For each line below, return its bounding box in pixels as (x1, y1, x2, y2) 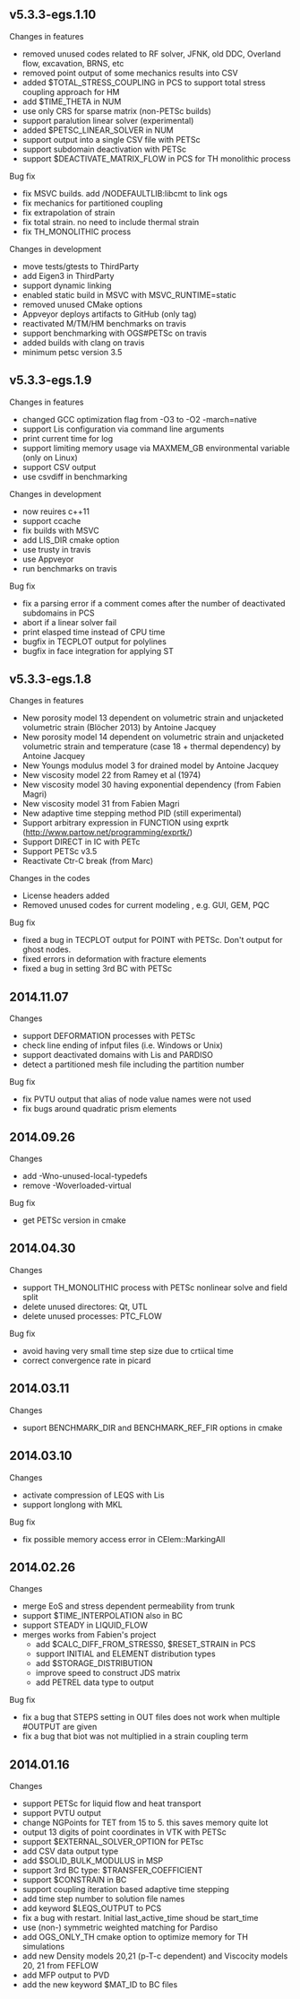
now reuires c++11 (21, 506, 90, 517)
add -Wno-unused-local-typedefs (21, 1171, 148, 1182)
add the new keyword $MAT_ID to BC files (21, 1979, 178, 1990)
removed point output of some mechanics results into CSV (21, 67, 239, 78)
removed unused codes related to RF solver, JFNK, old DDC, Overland (21, 48, 281, 59)
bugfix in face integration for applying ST (21, 645, 175, 656)
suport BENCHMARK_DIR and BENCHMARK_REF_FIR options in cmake (21, 1422, 283, 1433)
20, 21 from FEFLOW (21, 1960, 99, 1971)
